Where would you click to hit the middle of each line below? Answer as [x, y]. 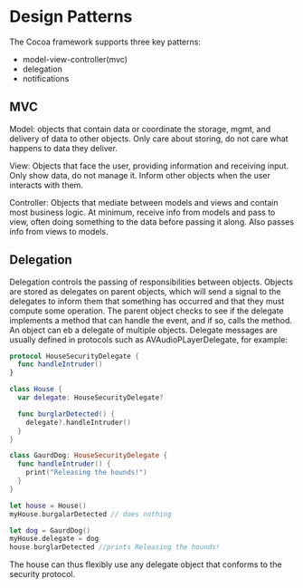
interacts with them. [47, 185]
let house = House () [48, 506]
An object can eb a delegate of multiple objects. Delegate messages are [143, 330]
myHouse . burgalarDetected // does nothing [90, 514]
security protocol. [42, 574]
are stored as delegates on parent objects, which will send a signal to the [145, 291]
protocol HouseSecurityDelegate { [75, 356]
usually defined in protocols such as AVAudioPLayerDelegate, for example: [148, 339]
